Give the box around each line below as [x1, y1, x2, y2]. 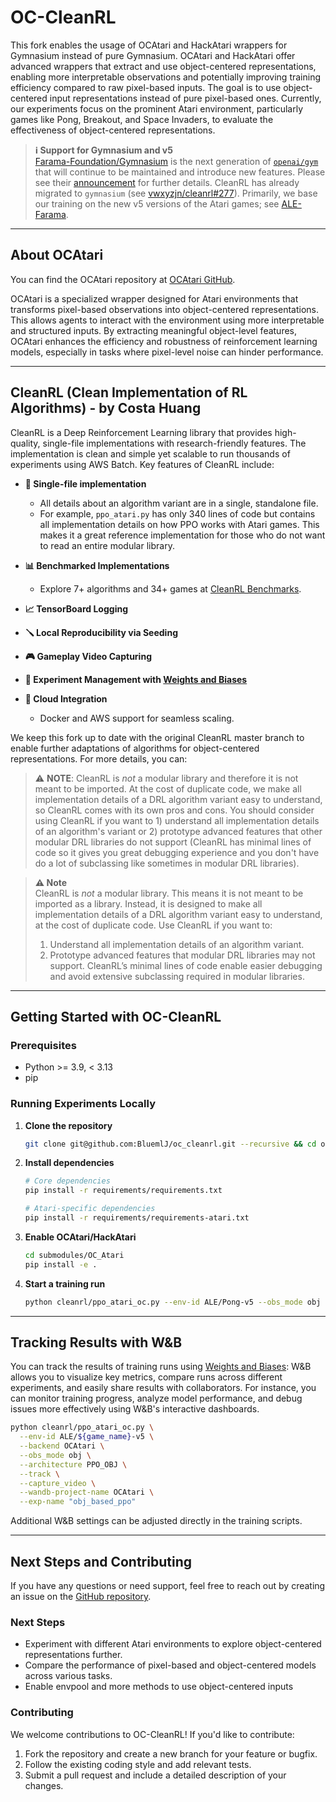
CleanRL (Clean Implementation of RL [10, 384, 248, 401]
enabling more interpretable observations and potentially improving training [10, 71, 322, 83]
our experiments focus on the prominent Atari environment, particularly [10, 102, 304, 115]
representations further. [24, 1649, 123, 1661]
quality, [10, 437, 41, 449]
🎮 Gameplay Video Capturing [24, 650, 152, 662]
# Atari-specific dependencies [24, 1204, 156, 1214]
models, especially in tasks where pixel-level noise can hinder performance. [10, 346, 324, 358]
